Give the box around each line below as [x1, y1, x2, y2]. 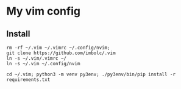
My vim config [6, 4, 81, 18]
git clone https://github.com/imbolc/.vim [6, 50, 116, 56]
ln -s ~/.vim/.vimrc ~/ [6, 55, 67, 62]
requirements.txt [6, 77, 51, 83]
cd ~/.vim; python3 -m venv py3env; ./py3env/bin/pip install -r [6, 71, 176, 77]
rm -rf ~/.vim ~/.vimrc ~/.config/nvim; [6, 44, 111, 51]
